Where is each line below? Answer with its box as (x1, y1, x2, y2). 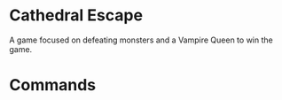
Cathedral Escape (9, 5, 144, 26)
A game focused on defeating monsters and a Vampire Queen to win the (9, 35, 273, 45)
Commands (9, 75, 97, 96)
